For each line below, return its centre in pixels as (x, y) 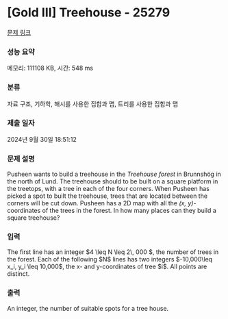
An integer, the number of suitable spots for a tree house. (88, 308)
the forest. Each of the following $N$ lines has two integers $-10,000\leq (110, 259)
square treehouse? (34, 218)
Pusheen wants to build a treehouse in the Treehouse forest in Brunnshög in (114, 174)
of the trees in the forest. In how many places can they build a (129, 211)
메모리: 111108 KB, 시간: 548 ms (50, 68)
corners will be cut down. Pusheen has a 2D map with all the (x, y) (100, 203)
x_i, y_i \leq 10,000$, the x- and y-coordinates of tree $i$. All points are (107, 267)
